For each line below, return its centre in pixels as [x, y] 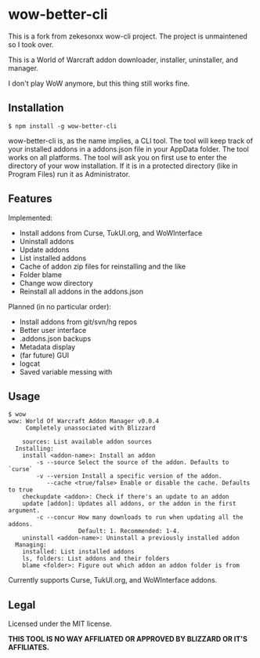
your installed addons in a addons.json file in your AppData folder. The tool [128, 149]
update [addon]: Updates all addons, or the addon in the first [129, 504]
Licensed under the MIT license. [60, 624]
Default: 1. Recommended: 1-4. [129, 532]
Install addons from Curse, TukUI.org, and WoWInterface [111, 232]
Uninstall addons [47, 241]
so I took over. [31, 44]
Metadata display [47, 346]
